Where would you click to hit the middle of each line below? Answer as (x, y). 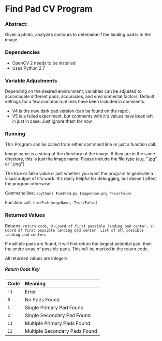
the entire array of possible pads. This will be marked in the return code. (77, 249)
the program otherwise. (29, 184)
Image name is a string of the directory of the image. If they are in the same (80, 154)
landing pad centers (26, 235)
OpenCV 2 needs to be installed (44, 63)
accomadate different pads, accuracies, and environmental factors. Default (80, 97)
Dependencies (22, 52)
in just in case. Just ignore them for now (52, 121)
